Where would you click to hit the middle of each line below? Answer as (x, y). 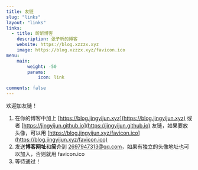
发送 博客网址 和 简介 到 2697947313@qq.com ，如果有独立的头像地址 (97, 146)
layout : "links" (26, 22)
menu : (13, 55)
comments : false (26, 88)
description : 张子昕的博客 (47, 39)
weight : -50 (42, 66)
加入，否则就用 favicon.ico (52, 154)
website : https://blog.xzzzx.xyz (58, 45)
